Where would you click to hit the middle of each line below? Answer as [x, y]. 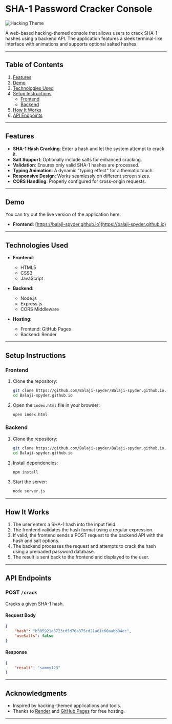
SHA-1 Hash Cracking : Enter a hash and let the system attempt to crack [89, 149]
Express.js [31, 304]
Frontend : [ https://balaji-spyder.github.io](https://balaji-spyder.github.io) [89, 224]
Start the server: [30, 482]
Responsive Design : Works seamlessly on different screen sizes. [81, 176]
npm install [25, 472]
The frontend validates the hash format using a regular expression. [83, 530]
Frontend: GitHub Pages [46, 329]
